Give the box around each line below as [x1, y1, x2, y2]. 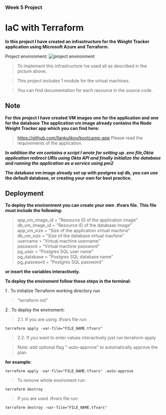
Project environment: [5, 53, 48, 59]
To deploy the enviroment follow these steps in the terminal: [5, 278, 131, 284]
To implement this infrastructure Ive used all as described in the [17, 63, 147, 69]
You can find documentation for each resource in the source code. [17, 87, 153, 93]
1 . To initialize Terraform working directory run [5, 288, 100, 294]
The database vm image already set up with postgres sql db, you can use [5, 169, 158, 175]
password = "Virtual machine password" [17, 244, 100, 249]
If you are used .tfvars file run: [17, 396, 79, 402]
